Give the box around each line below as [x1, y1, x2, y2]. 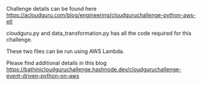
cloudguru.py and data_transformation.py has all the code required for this [6, 30, 192, 37]
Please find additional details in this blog [6, 60, 107, 66]
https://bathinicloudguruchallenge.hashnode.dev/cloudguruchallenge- [6, 66, 181, 73]
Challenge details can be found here [6, 5, 97, 12]
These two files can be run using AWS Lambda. [6, 48, 125, 55]
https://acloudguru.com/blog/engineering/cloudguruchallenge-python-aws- [6, 11, 196, 19]
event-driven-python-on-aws [6, 72, 80, 79]
